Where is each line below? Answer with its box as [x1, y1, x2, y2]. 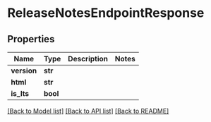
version [11, 66, 37, 75]
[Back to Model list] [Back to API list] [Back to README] [7, 107, 169, 115]
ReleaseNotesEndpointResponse [7, 5, 205, 21]
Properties [7, 33, 55, 45]
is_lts [11, 89, 30, 98]
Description [68, 54, 108, 63]
